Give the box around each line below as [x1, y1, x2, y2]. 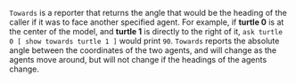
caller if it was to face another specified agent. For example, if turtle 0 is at [9, 17, 284, 27]
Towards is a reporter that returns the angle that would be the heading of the [9, 8, 287, 18]
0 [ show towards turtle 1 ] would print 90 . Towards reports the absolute [9, 35, 280, 46]
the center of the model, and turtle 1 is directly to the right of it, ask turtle [9, 26, 284, 36]
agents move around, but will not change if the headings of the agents [9, 55, 267, 64]
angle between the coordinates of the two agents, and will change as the [9, 45, 277, 56]
